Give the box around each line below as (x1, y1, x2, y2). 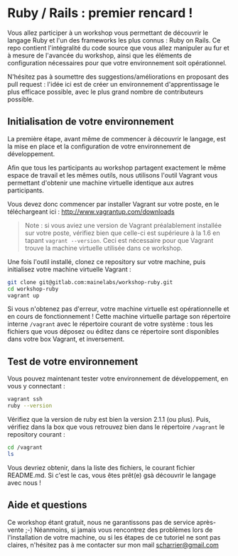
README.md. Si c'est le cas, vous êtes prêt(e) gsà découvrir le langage (7, 471, 217, 479)
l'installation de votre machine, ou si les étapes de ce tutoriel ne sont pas (7, 533, 221, 541)
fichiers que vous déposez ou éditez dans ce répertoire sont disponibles (7, 327, 220, 336)
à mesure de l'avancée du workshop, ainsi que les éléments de (7, 51, 192, 60)
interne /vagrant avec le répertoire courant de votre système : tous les (7, 320, 213, 328)
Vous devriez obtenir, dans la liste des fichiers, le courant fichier (7, 463, 195, 471)
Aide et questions (7, 499, 87, 511)
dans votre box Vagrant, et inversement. (7, 335, 125, 344)
